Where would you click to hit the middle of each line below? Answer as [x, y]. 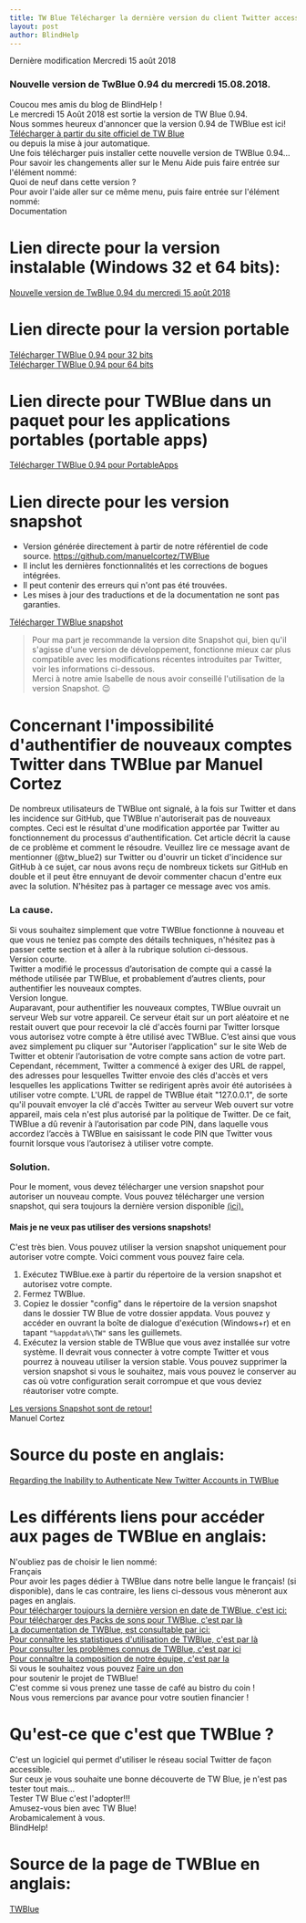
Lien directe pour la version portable [149, 329]
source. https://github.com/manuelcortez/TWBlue [116, 556]
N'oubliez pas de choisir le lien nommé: [83, 1562]
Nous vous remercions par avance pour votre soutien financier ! [129, 1698]
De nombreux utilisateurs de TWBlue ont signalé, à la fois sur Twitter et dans [153, 809]
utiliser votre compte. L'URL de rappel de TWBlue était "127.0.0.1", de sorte [149, 1095]
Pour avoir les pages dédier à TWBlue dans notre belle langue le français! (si [153, 1581]
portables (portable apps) [109, 440]
